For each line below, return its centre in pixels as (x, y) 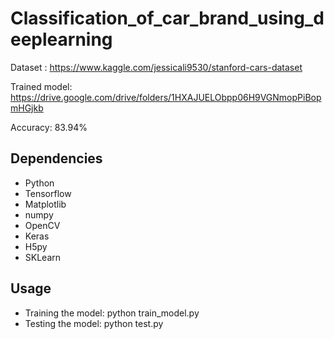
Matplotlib (45, 204)
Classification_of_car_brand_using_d (167, 18)
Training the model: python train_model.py (112, 313)
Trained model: (41, 86)
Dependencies (56, 158)
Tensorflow (48, 193)
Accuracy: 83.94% (49, 127)
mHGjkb (27, 108)
